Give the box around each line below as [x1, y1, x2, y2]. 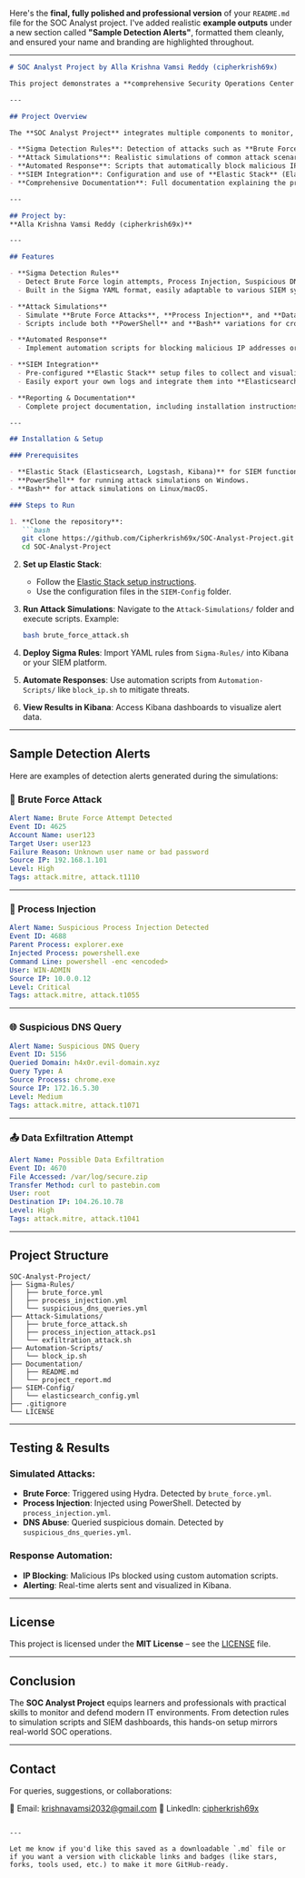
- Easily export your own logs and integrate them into [17, 377, 233, 386]
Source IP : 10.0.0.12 [9, 974, 92, 983]
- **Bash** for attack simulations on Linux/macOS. [9, 484, 209, 493]
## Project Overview [9, 112, 88, 121]
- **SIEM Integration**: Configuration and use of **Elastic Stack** [9, 170, 279, 179]
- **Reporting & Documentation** [9, 393, 136, 402]
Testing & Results [9, 1440, 111, 1456]
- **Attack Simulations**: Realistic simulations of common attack [9, 153, 271, 163]
